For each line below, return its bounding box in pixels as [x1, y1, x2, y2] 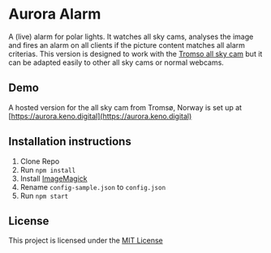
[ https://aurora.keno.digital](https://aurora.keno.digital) [8, 111, 192, 121]
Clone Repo [19, 156, 60, 166]
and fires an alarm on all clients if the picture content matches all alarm [8, 40, 246, 49]
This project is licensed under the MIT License [8, 236, 164, 246]
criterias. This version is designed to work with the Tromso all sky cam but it [8, 49, 263, 58]
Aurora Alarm [8, 5, 101, 24]
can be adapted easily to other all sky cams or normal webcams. [8, 58, 225, 67]
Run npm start [19, 191, 69, 200]
